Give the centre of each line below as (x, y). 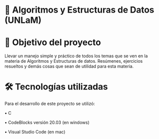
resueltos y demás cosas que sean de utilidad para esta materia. (69, 66)
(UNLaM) (23, 20)
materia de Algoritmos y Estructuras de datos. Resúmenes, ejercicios (74, 61)
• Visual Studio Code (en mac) (35, 132)
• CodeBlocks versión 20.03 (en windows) (47, 122)
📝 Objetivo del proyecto (53, 43)
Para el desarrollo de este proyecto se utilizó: (50, 104)
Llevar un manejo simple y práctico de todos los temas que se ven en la (76, 56)
